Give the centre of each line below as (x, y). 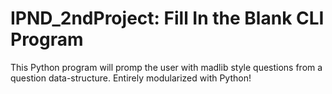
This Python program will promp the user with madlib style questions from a (166, 67)
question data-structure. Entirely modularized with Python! (131, 78)
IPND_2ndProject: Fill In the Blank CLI (167, 18)
